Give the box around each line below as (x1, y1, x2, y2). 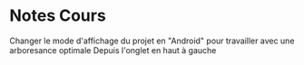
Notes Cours (9, 5, 106, 26)
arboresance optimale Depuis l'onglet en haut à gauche (9, 44, 217, 55)
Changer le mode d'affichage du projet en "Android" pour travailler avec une (9, 35, 295, 46)
